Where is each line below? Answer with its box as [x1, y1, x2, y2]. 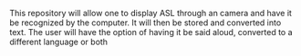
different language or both [9, 36, 108, 47]
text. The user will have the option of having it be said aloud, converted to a [9, 27, 294, 37]
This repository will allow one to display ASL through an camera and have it [9, 8, 292, 18]
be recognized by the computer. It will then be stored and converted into [9, 17, 282, 28]
